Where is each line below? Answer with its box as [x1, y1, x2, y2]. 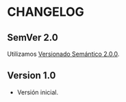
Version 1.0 [7, 70, 56, 81]
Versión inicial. [16, 88, 59, 96]
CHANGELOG [7, 4, 84, 20]
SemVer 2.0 [7, 32, 58, 43]
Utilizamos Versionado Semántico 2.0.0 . [7, 50, 120, 58]
